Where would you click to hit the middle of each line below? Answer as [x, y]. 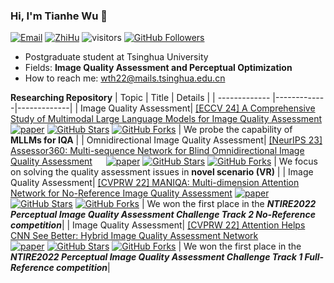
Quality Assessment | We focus [164, 161]
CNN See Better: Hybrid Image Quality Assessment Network [134, 236]
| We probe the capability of [235, 130]
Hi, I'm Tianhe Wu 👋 [59, 16]
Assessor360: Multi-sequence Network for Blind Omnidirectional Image [157, 151]
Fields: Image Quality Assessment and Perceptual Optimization [158, 68]
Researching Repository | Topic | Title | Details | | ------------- [140, 98]
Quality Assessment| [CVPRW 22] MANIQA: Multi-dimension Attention [155, 183]
